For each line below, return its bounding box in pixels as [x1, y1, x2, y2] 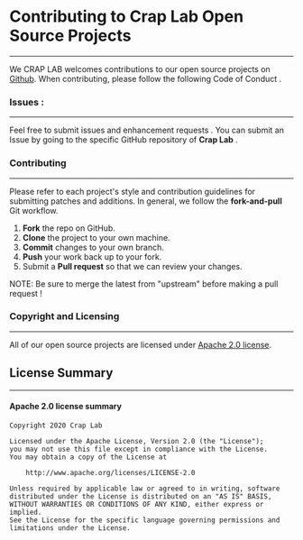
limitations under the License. [9, 523, 131, 533]
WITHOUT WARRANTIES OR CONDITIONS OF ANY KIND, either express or [9, 499, 264, 508]
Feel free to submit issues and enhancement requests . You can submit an [9, 124, 284, 136]
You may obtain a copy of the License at [9, 453, 168, 462]
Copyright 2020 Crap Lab [9, 421, 103, 430]
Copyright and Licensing [9, 310, 120, 323]
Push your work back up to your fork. [22, 251, 162, 262]
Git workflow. [9, 205, 59, 215]
